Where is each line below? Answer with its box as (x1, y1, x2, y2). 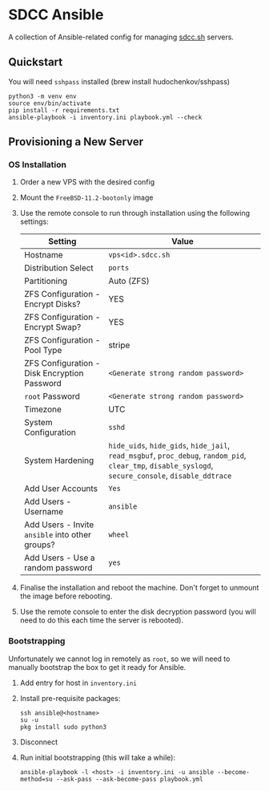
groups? (23, 539, 55, 550)
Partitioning (23, 275, 68, 286)
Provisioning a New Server (8, 135, 144, 149)
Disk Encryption (23, 367, 84, 379)
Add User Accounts (23, 483, 98, 494)
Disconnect (19, 736, 58, 747)
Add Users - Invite (23, 519, 94, 530)
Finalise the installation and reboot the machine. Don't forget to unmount (19, 583, 259, 593)
